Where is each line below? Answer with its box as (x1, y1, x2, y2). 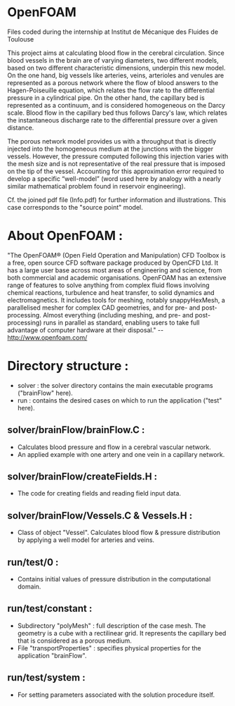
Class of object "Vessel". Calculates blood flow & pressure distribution (17, 529, 221, 537)
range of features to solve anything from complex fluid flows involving (7, 281, 210, 289)
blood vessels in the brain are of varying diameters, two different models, (7, 56, 219, 64)
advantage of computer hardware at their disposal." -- (7, 325, 163, 334)
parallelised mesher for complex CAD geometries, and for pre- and (7, 303, 201, 312)
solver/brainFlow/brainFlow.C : (7, 424, 145, 436)
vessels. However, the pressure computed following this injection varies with (7, 152, 229, 160)
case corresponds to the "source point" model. (7, 203, 144, 211)
